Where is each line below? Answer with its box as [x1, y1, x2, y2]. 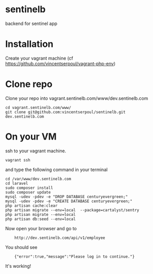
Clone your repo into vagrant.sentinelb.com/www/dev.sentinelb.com [5, 95, 148, 101]
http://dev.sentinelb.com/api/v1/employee [14, 235, 105, 240]
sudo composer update [5, 189, 51, 195]
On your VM [5, 131, 57, 142]
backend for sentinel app [5, 20, 57, 26]
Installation [5, 38, 54, 50]
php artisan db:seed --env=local [5, 216, 76, 222]
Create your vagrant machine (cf [5, 55, 73, 61]
